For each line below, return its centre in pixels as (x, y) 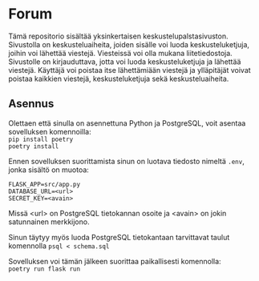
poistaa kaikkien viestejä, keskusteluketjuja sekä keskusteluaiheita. (119, 78)
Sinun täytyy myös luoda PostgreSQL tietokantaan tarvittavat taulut (119, 237)
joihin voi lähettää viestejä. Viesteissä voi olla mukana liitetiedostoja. (120, 53)
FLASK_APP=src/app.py (45, 184)
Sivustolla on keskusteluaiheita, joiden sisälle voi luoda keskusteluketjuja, (129, 44)
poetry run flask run (45, 269)
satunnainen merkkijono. (49, 222)
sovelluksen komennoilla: (50, 131)
